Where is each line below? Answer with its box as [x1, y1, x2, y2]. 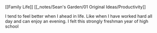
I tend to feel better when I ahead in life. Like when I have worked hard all [5, 13, 153, 19]
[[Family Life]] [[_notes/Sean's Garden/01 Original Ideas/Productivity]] [5, 4, 146, 10]
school [5, 23, 19, 29]
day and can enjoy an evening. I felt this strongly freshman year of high [5, 19, 149, 24]
